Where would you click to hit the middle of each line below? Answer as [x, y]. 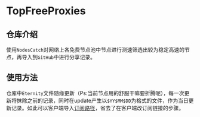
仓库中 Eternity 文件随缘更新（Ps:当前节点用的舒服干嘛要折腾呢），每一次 [95, 93]
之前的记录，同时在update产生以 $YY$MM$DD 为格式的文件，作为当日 [108, 100]
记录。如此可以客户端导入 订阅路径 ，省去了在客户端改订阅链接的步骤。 [97, 107]
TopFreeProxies [46, 11]
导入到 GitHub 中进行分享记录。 [59, 57]
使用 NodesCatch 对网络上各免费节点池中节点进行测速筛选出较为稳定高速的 [96, 50]
